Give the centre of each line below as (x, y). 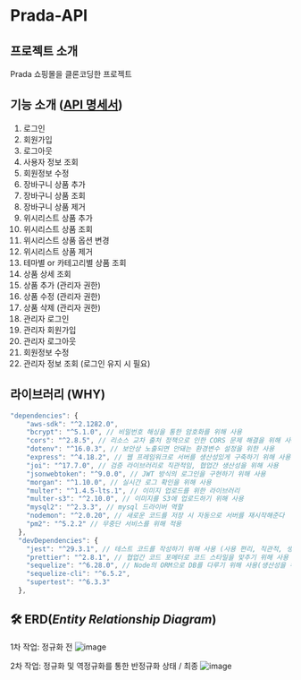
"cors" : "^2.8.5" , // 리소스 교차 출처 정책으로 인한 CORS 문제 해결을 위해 (153, 441)
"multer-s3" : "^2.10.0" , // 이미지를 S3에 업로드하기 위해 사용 (135, 499)
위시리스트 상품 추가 (58, 218)
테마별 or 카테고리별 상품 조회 (75, 263)
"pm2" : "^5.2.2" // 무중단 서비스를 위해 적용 (104, 524)
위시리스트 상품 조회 (58, 228)
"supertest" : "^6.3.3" (68, 582)
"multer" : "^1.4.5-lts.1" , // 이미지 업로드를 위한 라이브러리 (133, 491)
